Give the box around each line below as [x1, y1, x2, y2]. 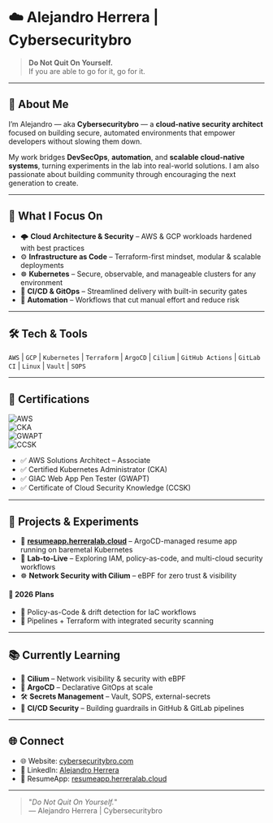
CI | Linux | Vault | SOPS [8, 361, 87, 371]
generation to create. [8, 178, 79, 188]
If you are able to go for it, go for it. [28, 66, 146, 76]
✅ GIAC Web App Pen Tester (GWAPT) [19, 474, 150, 483]
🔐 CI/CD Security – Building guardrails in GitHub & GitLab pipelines [19, 704, 245, 713]
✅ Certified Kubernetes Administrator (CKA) [19, 465, 168, 474]
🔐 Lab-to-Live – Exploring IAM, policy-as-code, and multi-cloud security [19, 553, 263, 563]
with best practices [19, 243, 85, 253]
